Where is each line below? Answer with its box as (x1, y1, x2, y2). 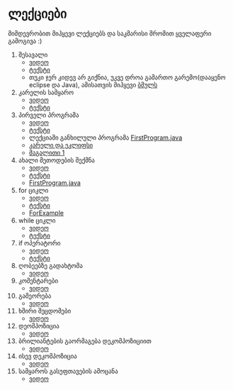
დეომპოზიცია (18, 321, 59, 330)
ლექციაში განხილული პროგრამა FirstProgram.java (28, 133, 183, 142)
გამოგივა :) (8, 36, 42, 45)
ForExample (28, 208, 64, 217)
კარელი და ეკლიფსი (28, 140, 93, 149)
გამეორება (18, 291, 52, 300)
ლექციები (8, 6, 67, 22)
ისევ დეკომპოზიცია (18, 352, 77, 360)
